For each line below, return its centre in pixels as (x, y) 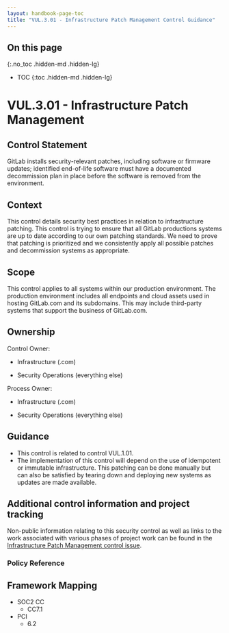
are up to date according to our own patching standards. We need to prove (112, 236)
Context (25, 205)
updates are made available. (57, 482)
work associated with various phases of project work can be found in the (110, 538)
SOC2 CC (30, 602)
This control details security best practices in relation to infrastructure (105, 222)
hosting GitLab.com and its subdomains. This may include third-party (105, 303)
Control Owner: (29, 348)
